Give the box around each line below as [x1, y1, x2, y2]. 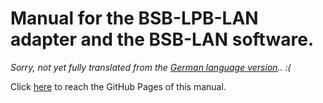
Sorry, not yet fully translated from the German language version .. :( [10, 61, 292, 73]
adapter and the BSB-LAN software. [10, 28, 315, 51]
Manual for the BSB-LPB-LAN [10, 7, 259, 30]
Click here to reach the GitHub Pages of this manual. [10, 80, 227, 92]
